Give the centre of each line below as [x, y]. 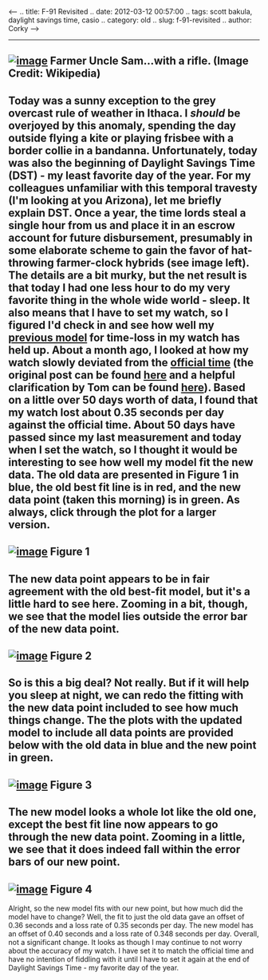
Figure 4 [71, 889]
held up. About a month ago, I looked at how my [128, 350]
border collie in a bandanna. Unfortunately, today [133, 150]
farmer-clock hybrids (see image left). [153, 263]
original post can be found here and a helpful [122, 375]
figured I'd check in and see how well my [111, 325]
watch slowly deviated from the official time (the [131, 362]
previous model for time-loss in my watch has [124, 337]
